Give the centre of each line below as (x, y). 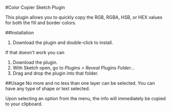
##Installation (20, 32)
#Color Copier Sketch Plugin (35, 7)
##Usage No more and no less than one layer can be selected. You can (80, 83)
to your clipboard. (24, 104)
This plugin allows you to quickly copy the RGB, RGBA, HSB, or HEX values (84, 17)
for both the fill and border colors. (41, 23)
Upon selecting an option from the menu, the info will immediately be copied (86, 98)
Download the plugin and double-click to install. (63, 42)
